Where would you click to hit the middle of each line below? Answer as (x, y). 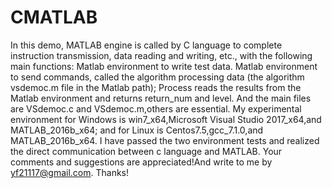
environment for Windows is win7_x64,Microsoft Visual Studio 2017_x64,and (166, 119)
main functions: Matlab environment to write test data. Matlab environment (164, 66)
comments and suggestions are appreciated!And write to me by (141, 162)
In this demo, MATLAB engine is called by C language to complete (146, 45)
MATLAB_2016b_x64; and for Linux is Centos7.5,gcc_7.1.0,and (137, 130)
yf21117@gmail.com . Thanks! (70, 172)
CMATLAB (54, 17)
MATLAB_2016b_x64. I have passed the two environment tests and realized (165, 140)
